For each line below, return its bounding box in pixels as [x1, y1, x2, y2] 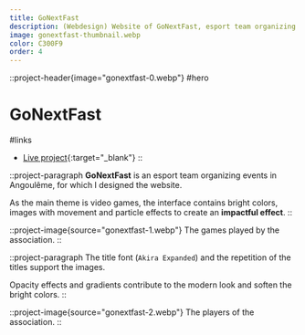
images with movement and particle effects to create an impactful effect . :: [9, 207, 293, 218]
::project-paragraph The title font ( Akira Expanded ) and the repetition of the [9, 252, 291, 263]
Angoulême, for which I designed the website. [9, 180, 183, 191]
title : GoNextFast [9, 13, 79, 23]
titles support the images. [9, 262, 106, 273]
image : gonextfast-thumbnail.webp [9, 30, 142, 39]
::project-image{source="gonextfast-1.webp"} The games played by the [9, 225, 280, 236]
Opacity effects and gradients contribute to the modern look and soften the [9, 279, 292, 290]
